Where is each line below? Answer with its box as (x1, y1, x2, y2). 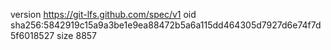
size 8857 (56, 30, 98, 41)
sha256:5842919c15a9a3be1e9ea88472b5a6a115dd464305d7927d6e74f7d (10, 19, 322, 31)
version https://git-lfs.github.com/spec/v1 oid (10, 9, 197, 20)
